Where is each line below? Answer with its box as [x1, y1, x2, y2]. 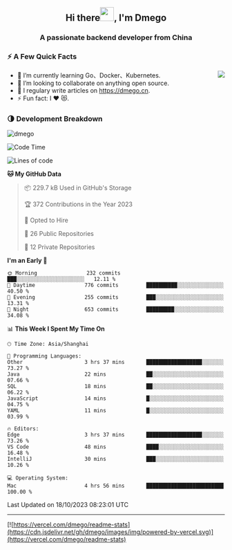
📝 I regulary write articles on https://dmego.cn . [17, 86, 151, 94]
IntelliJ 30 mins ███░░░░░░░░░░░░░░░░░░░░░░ [7, 455, 224, 462]
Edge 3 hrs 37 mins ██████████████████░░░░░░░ [7, 431, 224, 438]
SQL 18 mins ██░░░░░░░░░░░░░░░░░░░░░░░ [7, 383, 224, 389]
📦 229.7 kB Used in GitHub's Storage [23, 183, 132, 192]
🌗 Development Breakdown [7, 113, 103, 123]
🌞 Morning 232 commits [7, 269, 121, 277]
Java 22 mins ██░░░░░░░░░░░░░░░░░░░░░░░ [7, 371, 224, 378]
